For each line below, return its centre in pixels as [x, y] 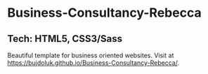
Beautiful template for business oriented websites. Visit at [91, 55]
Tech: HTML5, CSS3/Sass [65, 39]
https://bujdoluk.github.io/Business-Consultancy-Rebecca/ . [93, 63]
